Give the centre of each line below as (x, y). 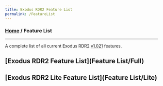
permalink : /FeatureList (30, 14)
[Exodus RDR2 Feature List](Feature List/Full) (74, 61)
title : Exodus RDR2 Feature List (39, 9)
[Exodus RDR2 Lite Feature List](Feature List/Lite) (81, 78)
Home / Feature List (29, 31)
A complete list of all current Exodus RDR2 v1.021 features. (64, 46)
